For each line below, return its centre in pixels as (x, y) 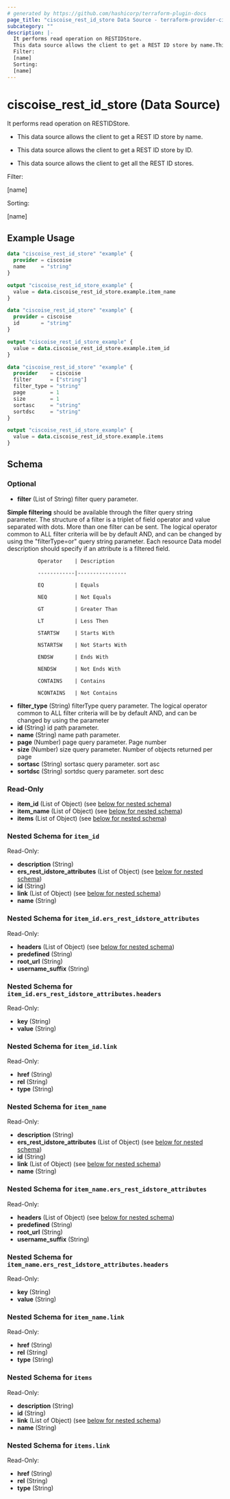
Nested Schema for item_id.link (62, 1046)
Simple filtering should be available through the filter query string (100, 512)
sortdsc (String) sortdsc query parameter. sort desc (90, 771)
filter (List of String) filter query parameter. (77, 499)
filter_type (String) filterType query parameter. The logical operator (112, 706)
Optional (22, 484)
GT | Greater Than (77, 609)
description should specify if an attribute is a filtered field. (89, 548)
